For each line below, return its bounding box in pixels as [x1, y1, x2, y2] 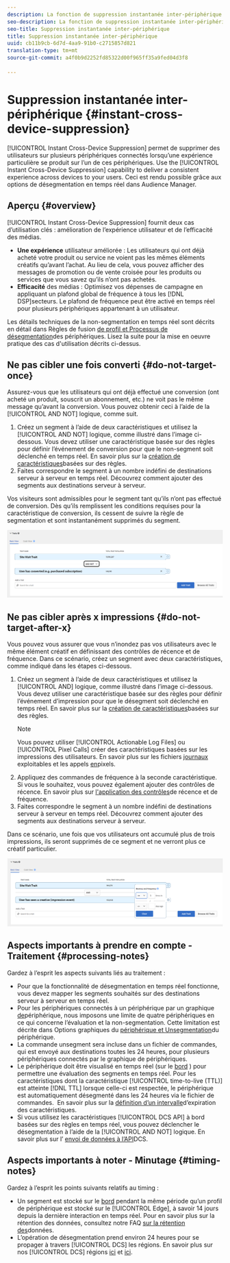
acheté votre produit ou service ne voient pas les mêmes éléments [16, 253, 205, 262]
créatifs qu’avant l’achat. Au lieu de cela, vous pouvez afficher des [16, 260, 204, 268]
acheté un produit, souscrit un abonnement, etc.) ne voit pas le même [7, 395, 204, 403]
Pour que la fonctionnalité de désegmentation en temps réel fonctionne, [16, 981, 220, 990]
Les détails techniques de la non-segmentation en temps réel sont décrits [7, 317, 215, 325]
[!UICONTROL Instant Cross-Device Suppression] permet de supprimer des [7, 144, 220, 152]
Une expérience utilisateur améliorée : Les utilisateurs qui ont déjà [16, 246, 205, 254]
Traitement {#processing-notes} [7, 951, 149, 962]
